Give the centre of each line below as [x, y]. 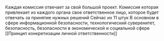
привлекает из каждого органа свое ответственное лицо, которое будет [82, 12]
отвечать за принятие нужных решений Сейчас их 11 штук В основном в [82, 18]
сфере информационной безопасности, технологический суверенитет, [80, 23]
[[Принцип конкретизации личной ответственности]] [61, 33]
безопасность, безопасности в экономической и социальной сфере [78, 28]
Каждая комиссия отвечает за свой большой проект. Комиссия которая [82, 7]
